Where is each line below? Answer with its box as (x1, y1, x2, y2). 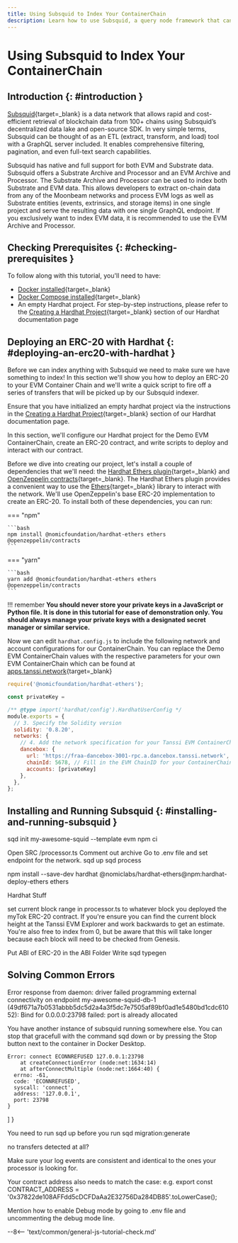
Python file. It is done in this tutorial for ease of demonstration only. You (7, 608, 223, 617)
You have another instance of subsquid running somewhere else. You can (7, 1024, 222, 1033)
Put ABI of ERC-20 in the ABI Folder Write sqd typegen (7, 949, 166, 957)
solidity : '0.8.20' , (13, 726, 74, 733)
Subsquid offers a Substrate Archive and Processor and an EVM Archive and (7, 168, 231, 177)
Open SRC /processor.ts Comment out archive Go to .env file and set (7, 848, 208, 857)
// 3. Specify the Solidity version (13, 719, 122, 726)
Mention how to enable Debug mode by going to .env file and (7, 1206, 186, 1215)
